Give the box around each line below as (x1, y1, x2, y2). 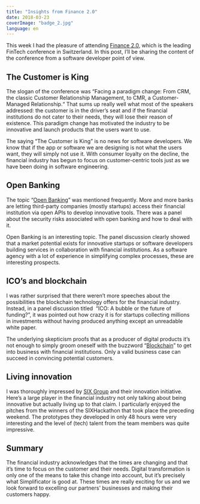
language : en (6, 25, 39, 32)
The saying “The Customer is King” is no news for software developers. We (6, 138, 193, 145)
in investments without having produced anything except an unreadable (6, 317, 183, 324)
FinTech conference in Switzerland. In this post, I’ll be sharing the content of (6, 48, 194, 56)
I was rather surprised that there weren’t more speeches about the (6, 292, 171, 299)
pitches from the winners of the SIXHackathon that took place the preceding (6, 406, 195, 414)
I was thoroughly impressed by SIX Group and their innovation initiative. (6, 387, 183, 395)
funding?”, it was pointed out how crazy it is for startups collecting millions (6, 311, 190, 318)
